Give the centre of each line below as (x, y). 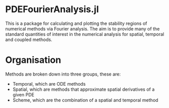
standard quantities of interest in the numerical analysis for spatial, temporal (85, 34)
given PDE (23, 94)
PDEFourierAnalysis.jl (52, 9)
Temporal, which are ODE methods (49, 84)
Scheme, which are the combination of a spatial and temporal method (85, 100)
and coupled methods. (29, 40)
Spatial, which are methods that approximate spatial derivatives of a (83, 89)
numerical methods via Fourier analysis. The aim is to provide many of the (82, 28)
